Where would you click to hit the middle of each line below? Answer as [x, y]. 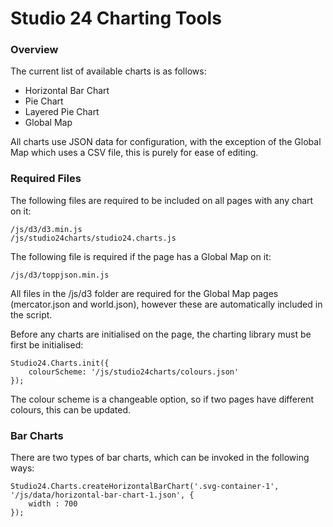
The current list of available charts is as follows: [108, 71]
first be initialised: [47, 344]
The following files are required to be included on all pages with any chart [162, 200]
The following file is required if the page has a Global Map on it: [141, 256]
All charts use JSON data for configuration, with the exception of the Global [166, 142]
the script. [31, 314]
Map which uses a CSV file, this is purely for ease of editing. [134, 153]
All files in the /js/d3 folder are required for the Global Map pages [144, 293]
